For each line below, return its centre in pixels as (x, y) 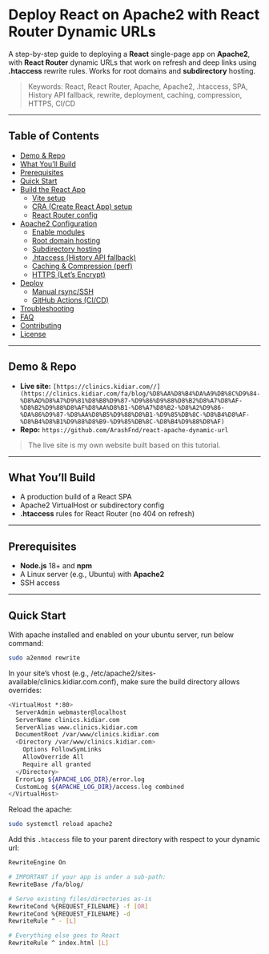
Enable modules (58, 232)
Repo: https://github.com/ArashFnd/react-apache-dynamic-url (124, 429)
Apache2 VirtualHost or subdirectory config (92, 505)
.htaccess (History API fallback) (84, 257)
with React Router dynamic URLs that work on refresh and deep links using (132, 62)
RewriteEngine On (37, 863)
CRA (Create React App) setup (82, 206)
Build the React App (52, 189)
